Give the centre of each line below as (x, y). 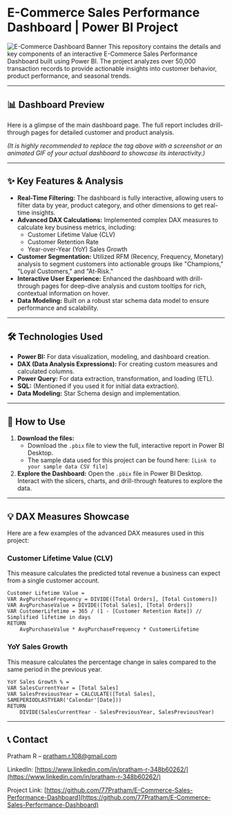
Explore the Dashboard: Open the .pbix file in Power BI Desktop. (110, 473)
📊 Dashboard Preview (56, 105)
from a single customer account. (54, 580)
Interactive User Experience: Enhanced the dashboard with (103, 278)
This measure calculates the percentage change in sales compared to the (112, 662)
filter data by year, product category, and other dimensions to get (110, 205)
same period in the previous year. (55, 669)
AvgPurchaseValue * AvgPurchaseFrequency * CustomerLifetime (109, 629)
